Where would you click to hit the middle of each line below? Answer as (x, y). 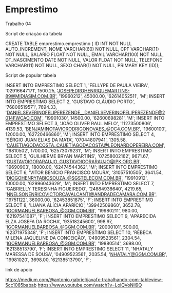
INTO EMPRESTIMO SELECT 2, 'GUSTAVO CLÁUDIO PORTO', (70, 102)
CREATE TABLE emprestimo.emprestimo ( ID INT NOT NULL (69, 43)
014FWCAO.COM (23, 118)
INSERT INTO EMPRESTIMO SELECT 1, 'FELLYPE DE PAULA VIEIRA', (77, 85)
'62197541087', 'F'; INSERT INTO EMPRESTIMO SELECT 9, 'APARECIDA (81, 216)
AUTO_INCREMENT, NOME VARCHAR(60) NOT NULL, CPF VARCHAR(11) (82, 49)
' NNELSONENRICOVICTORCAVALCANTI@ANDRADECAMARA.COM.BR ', (81, 194)
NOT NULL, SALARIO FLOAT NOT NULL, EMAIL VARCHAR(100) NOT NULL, (85, 54)
